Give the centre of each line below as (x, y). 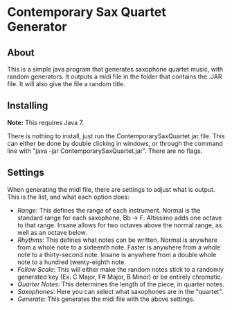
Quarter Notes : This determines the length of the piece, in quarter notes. (121, 284)
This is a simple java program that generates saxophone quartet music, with (115, 69)
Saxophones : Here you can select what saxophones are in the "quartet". (120, 291)
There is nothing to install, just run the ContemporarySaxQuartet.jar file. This (116, 136)
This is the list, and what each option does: (68, 197)
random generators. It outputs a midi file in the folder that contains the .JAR (115, 76)
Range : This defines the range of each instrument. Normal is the (109, 210)
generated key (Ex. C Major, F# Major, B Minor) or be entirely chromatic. (120, 277)
